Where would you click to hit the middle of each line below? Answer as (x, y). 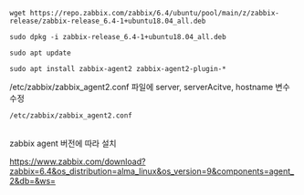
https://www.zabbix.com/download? (78, 161)
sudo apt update (40, 53)
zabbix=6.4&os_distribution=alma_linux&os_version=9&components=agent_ (152, 171)
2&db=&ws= (33, 181)
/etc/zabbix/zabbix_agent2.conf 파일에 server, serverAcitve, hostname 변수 (150, 87)
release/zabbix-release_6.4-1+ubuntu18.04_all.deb (108, 21)
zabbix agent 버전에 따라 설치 (63, 143)
